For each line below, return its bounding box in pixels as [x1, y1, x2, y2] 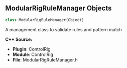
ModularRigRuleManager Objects [5, 4, 112, 13]
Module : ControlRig [12, 51, 54, 57]
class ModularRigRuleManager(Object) [5, 17, 84, 22]
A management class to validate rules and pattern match [5, 26, 122, 32]
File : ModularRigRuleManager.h [12, 56, 78, 62]
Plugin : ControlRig [12, 46, 51, 52]
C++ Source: [5, 36, 33, 42]
